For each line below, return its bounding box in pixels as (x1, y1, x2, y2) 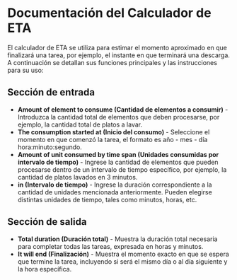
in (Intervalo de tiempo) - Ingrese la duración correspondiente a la (17, 180, 212, 189)
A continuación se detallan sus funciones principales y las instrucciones (7, 58, 218, 66)
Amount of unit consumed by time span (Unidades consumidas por (17, 150, 219, 158)
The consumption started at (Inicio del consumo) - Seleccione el (17, 127, 210, 136)
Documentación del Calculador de (7, 5, 212, 21)
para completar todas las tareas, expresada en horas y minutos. (17, 242, 204, 250)
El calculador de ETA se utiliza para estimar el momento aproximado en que (7, 43, 228, 52)
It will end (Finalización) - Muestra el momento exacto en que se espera (17, 250, 230, 258)
